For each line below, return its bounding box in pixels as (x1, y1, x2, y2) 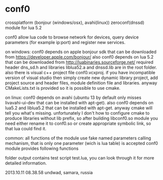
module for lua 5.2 (5, 24, 42, 30)
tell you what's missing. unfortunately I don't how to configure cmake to (5, 110, 150, 116)
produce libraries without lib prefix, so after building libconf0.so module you (5, 115, 158, 121)
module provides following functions (5, 145, 79, 151)
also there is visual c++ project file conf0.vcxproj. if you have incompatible (5, 69, 156, 75)
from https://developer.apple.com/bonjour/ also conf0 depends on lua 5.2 (5, 54, 154, 60)
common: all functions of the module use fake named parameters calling (5, 135, 151, 141)
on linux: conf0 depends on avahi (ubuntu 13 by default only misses (5, 94, 141, 100)
